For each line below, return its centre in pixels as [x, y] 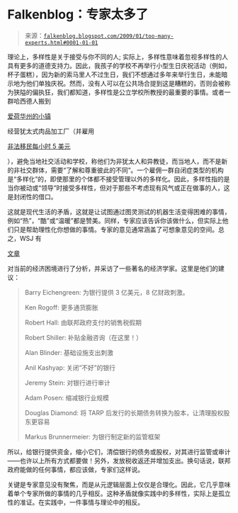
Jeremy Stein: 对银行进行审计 [68, 383]
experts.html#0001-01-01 [61, 43]
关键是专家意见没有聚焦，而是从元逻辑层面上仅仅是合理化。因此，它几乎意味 [119, 484]
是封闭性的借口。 [32, 196]
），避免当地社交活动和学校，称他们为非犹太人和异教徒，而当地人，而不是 [114, 161]
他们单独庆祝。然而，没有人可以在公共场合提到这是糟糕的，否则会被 [125, 83]
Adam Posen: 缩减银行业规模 [67, 398]
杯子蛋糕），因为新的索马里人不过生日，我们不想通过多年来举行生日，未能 [114, 74]
